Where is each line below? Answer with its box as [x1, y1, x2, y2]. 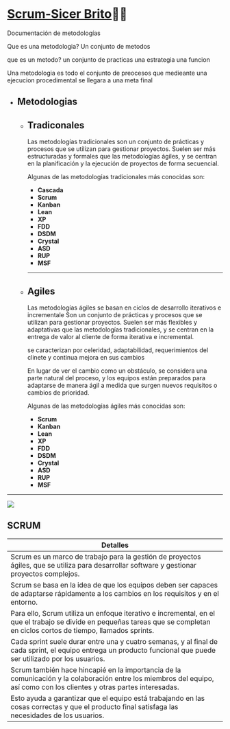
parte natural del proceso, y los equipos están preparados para [27, 373, 205, 382]
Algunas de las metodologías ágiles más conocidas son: [27, 402, 186, 410]
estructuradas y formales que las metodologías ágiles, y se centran [27, 152, 217, 161]
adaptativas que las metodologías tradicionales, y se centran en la [27, 325, 214, 334]
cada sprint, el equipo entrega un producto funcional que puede [10, 645, 216, 655]
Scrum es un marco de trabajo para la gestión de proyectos [10, 552, 201, 562]
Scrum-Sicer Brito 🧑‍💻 [7, 6, 128, 22]
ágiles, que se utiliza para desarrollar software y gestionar [10, 560, 197, 570]
